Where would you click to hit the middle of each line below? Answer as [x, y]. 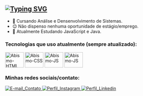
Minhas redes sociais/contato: [42, 78]
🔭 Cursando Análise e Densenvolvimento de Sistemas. [67, 21]
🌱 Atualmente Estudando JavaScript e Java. [57, 31]
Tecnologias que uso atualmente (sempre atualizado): [71, 44]
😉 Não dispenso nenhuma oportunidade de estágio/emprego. [75, 26]
